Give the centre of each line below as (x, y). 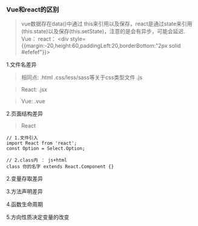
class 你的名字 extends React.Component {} (60, 167)
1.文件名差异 (21, 65)
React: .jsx (34, 89)
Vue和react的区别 (33, 9)
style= (78, 39)
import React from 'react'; (42, 143)
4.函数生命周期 (25, 204)
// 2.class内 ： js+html (37, 160)
